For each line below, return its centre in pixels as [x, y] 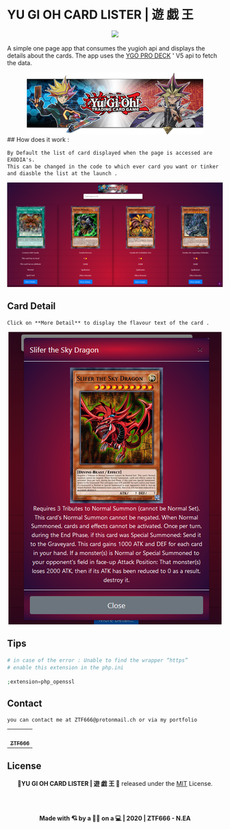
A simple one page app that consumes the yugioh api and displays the [106, 48]
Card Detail [31, 306]
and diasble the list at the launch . [62, 173]
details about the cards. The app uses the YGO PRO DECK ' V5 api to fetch [112, 55]
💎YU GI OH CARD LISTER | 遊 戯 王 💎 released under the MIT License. [115, 783]
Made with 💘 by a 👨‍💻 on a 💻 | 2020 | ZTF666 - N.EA [115, 818]
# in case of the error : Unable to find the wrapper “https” [98, 660]
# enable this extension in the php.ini [66, 667]
